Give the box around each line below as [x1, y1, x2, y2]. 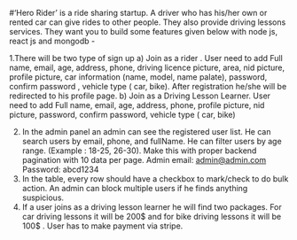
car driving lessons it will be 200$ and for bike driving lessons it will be [21, 212, 282, 221]
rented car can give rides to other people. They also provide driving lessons [9, 17, 286, 27]
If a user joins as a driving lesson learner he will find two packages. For [21, 202, 282, 212]
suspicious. [21, 192, 65, 203]
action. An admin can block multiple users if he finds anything [21, 183, 248, 193]
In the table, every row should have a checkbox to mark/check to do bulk [21, 174, 289, 184]
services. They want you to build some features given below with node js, [9, 27, 277, 36]
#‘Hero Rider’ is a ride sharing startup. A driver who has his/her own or [9, 8, 268, 18]
